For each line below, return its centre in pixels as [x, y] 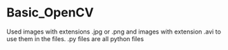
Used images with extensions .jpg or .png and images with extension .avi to [114, 32]
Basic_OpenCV [50, 13]
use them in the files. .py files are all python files [75, 38]
